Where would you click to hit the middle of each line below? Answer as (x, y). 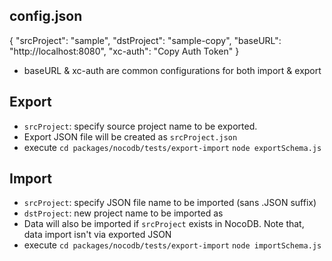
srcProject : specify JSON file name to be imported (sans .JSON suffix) (170, 203)
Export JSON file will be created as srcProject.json (130, 136)
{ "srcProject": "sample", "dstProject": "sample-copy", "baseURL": (145, 40)
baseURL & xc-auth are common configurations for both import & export (172, 70)
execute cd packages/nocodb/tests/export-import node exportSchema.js (172, 147)
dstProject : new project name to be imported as (123, 213)
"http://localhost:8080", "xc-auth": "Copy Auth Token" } (124, 51)
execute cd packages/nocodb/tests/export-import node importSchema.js (172, 245)
